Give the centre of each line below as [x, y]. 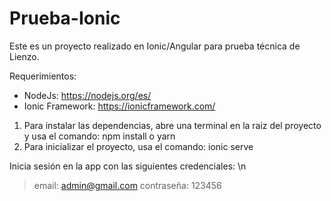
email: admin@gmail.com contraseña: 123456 [127, 185]
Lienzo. [24, 56]
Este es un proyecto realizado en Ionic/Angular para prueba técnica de [155, 46]
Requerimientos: [43, 76]
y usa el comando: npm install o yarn [99, 136]
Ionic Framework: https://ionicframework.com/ [119, 106]
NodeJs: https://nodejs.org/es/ [87, 95]
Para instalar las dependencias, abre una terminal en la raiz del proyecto [172, 125]
